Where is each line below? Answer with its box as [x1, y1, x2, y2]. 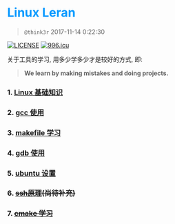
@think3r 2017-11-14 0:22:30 [23, 28, 105, 36]
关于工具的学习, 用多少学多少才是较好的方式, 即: [7, 55, 143, 63]
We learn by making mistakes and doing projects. [23, 69, 169, 77]
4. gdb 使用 [7, 148, 45, 158]
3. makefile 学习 [7, 128, 61, 137]
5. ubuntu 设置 [7, 168, 56, 178]
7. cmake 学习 [7, 209, 53, 218]
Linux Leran [7, 5, 76, 21]
